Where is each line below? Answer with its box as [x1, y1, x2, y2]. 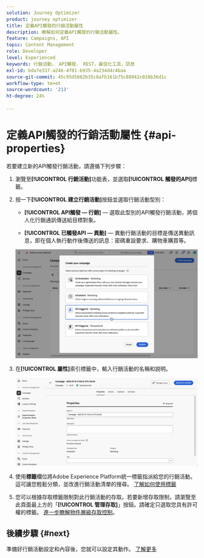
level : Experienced [6, 55, 56, 61]
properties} [6, 141, 66, 155]
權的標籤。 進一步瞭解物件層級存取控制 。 [15, 509, 118, 516]
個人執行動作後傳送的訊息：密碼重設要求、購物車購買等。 [45, 237, 189, 244]
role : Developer [6, 49, 47, 55]
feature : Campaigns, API [6, 35, 69, 42]
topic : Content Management [6, 42, 75, 48]
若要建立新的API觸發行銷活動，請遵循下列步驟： [6, 162, 127, 169]
